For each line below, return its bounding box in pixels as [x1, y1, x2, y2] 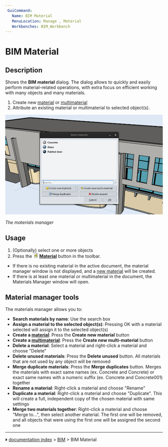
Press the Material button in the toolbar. [12, 253, 101, 259]
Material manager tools [5, 293, 79, 301]
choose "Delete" [12, 348, 46, 354]
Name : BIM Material [11, 13, 52, 18]
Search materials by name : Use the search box [12, 316, 111, 322]
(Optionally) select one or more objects [12, 247, 93, 253]
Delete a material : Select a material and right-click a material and [12, 342, 147, 348]
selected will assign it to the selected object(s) [12, 326, 108, 332]
